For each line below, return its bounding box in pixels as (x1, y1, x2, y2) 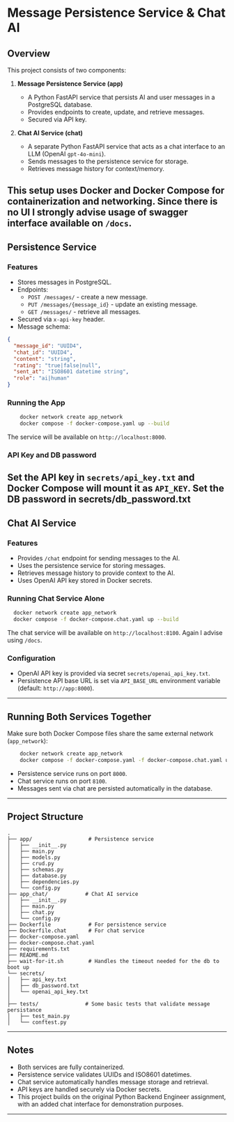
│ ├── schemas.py (7, 866, 64, 873)
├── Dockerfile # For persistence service (7, 921, 167, 928)
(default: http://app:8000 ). (17, 684, 95, 692)
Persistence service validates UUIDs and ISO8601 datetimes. (17, 1070, 192, 1079)
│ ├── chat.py (7, 908, 54, 915)
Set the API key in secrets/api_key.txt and (7, 472, 195, 484)
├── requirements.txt (7, 945, 70, 952)
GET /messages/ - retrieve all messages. (27, 308, 141, 316)
